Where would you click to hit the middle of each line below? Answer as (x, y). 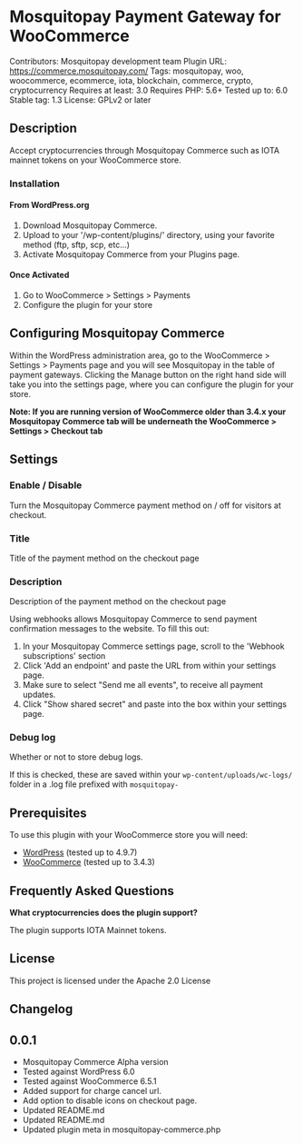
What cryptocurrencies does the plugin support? (103, 913)
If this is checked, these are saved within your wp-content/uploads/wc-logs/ (151, 775)
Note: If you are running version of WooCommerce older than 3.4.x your (148, 412)
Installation (35, 184)
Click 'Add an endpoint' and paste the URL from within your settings (149, 666)
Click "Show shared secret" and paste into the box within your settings (155, 704)
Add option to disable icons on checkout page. (110, 1100)
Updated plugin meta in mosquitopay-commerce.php (122, 1129)
